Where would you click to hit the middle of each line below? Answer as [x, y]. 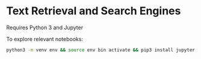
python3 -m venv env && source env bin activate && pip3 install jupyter [101, 50]
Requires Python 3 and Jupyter [45, 27]
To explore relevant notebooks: [45, 39]
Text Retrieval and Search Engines [94, 11]
